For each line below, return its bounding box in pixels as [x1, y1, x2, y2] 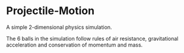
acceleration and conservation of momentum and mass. [6, 41, 143, 48]
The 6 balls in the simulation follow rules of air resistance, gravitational [6, 35, 179, 42]
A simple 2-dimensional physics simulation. [6, 24, 112, 31]
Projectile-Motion [6, 4, 95, 18]
